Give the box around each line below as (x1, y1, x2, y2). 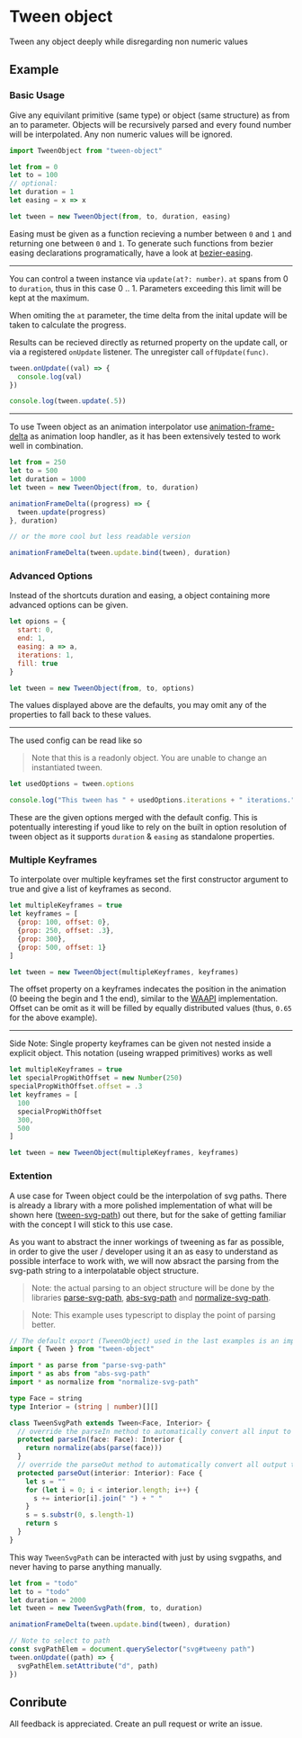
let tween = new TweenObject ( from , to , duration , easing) (9, 211, 231, 221)
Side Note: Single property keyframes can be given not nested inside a (9, 1038, 271, 1049)
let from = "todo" (9, 1579, 78, 1588)
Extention (9, 1169, 53, 1182)
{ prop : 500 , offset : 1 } (17, 943, 106, 952)
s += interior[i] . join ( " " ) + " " (32, 1493, 164, 1503)
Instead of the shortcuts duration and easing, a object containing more (9, 590, 271, 601)
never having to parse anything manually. (9, 1561, 162, 1572)
